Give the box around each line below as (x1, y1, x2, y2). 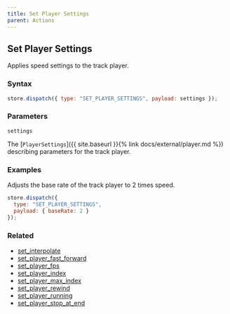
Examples (7, 164, 42, 174)
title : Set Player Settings (7, 10, 90, 18)
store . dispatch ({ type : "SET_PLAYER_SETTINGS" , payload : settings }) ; (7, 95, 218, 102)
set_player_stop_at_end (17, 299, 86, 307)
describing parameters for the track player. (7, 147, 131, 155)
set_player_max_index (17, 276, 82, 284)
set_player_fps (17, 261, 60, 270)
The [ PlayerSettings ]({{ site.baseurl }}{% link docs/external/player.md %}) (7, 140, 224, 148)
